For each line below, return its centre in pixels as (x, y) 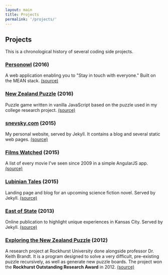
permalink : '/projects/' (31, 19)
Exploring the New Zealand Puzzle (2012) (56, 240)
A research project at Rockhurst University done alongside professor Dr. (80, 251)
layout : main (19, 10)
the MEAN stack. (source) (32, 81)
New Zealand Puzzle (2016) (39, 94)
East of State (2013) (30, 211)
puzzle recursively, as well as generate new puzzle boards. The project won (83, 262)
